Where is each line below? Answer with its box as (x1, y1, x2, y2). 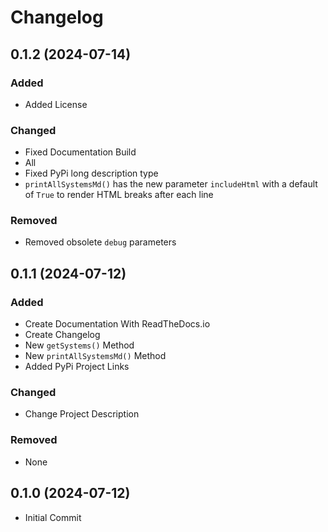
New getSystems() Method (24, 339, 135, 351)
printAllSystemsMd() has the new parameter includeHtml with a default (24, 178, 318, 190)
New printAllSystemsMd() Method (24, 350, 167, 362)
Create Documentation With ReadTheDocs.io (24, 318, 211, 330)
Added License (24, 98, 88, 110)
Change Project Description (24, 408, 140, 420)
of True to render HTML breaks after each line (24, 189, 214, 201)
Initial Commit (24, 511, 82, 523)
